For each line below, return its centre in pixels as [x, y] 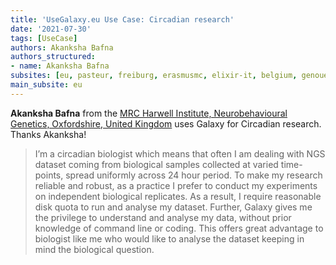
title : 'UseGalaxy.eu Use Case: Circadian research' [122, 19]
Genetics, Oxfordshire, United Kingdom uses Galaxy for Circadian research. [166, 123]
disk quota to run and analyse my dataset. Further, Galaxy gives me [173, 207]
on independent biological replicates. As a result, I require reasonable [178, 196]
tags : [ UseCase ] [44, 38]
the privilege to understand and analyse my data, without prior [163, 217]
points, [49, 175]
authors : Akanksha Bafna [62, 47]
